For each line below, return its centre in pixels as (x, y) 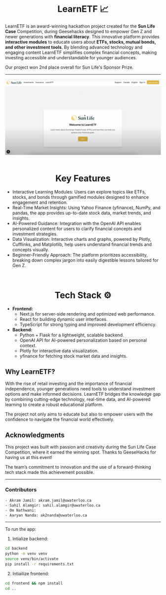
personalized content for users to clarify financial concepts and (77, 229)
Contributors (21, 490)
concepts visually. (31, 250)
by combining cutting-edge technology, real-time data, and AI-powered (78, 399)
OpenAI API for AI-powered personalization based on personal (83, 340)
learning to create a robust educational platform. (54, 405)
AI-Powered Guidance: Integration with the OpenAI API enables (77, 224)
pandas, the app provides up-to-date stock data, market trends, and (82, 213)
